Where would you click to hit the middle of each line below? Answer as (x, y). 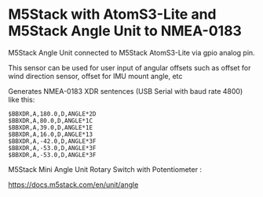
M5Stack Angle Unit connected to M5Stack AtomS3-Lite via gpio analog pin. (131, 52)
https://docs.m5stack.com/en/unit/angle (73, 184)
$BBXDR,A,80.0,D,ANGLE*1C (50, 120)
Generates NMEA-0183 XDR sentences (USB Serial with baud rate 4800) (126, 91)
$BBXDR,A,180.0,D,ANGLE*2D (52, 114)
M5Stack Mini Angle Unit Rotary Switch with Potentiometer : (105, 169)
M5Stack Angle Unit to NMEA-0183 (125, 31)
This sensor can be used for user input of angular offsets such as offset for (130, 67)
